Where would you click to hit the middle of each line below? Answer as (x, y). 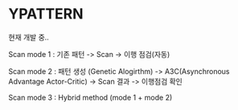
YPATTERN (46, 14)
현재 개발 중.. (29, 37)
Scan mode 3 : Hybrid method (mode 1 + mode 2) (90, 97)
